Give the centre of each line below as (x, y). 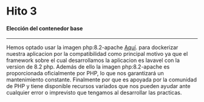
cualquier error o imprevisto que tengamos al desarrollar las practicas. (94, 93)
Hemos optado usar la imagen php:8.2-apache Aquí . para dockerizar (92, 47)
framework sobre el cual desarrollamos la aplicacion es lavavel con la (93, 60)
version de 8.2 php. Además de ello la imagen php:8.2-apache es (88, 67)
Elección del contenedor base (45, 28)
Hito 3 (22, 11)
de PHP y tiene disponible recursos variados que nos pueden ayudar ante (98, 86)
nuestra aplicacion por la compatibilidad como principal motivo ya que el (97, 54)
